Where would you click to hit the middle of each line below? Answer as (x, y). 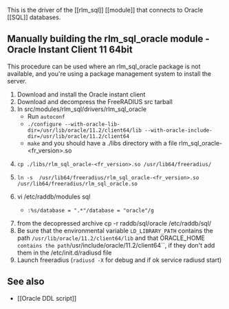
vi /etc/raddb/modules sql (54, 197)
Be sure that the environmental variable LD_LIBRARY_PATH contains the (115, 230)
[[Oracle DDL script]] (47, 298)
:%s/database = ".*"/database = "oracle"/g (91, 210)
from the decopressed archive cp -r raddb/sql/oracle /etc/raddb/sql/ (114, 223)
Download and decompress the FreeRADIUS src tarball (95, 101)
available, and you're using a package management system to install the (109, 73)
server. (17, 81)
